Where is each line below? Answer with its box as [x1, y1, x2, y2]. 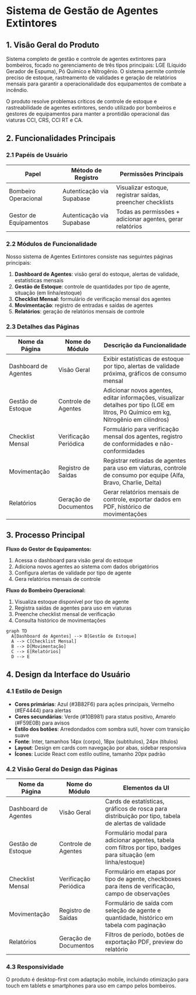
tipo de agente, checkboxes [104, 875, 181, 883]
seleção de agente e [104, 907, 161, 915]
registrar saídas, [116, 190, 160, 199]
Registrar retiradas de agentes [103, 457, 187, 465]
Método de [71, 166, 102, 174]
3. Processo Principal [6, 530, 85, 540]
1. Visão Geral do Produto [6, 40, 100, 50]
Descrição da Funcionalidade [104, 341, 187, 350]
